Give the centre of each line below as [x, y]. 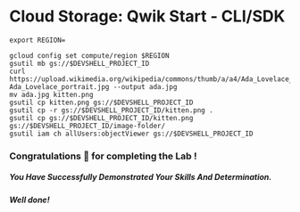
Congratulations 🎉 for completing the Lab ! [103, 156]
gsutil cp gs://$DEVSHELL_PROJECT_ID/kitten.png [101, 118]
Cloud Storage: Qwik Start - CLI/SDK [147, 16]
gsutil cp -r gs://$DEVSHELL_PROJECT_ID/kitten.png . [112, 110]
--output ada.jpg [145, 86]
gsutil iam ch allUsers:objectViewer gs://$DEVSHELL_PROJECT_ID [131, 134]
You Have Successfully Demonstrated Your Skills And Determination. [141, 177]
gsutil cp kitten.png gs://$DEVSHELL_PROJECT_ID [101, 102]
